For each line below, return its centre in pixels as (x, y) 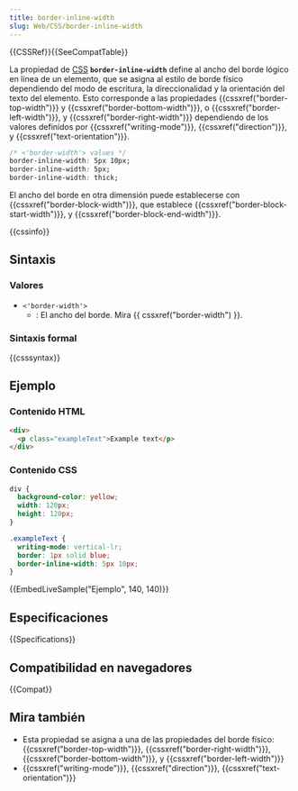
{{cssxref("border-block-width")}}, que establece (101, 205)
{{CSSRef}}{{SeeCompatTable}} (69, 51)
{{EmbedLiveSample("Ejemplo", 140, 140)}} (89, 589)
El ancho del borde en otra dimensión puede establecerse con (125, 195)
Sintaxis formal (43, 338)
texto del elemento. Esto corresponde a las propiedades (113, 98)
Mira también (47, 718)
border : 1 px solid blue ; (64, 555)
